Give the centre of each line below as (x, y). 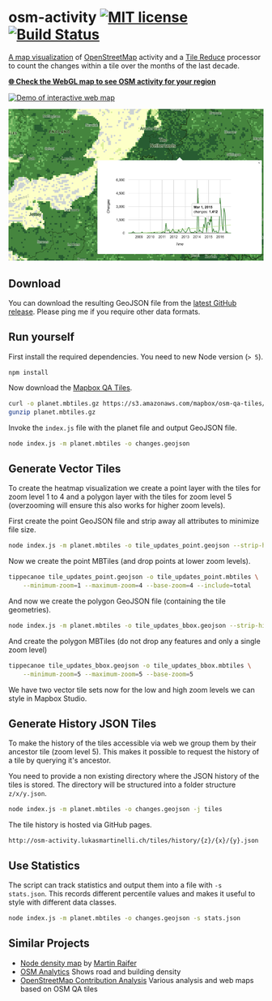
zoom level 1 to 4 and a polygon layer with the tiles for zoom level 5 (120, 497)
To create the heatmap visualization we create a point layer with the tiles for (135, 488)
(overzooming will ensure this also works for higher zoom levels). (117, 505)
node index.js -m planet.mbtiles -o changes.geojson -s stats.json (125, 918)
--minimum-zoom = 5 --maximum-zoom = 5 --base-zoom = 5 (108, 674)
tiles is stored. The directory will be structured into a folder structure (122, 785)
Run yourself (41, 337)
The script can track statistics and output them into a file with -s (115, 885)
